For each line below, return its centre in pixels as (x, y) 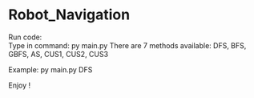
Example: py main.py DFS (50, 69)
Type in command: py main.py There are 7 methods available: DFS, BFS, (127, 45)
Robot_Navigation (69, 15)
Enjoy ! (20, 85)
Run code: (25, 37)
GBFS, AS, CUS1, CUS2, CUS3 (58, 54)
